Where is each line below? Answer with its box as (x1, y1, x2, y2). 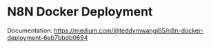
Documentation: (7, 26, 53, 34)
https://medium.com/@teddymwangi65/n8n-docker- (54, 26, 204, 34)
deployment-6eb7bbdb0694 (7, 33, 88, 41)
